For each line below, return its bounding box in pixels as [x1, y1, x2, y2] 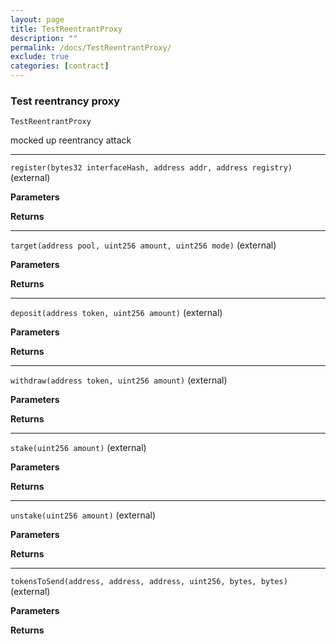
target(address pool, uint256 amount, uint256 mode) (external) [10, 239, 277, 251]
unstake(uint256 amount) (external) [10, 509, 157, 521]
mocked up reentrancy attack [10, 134, 132, 146]
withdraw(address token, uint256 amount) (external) [10, 374, 228, 386]
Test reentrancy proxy [10, 94, 121, 108]
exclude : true [10, 52, 70, 62]
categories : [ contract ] [10, 61, 110, 71]
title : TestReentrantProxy [10, 24, 123, 34]
